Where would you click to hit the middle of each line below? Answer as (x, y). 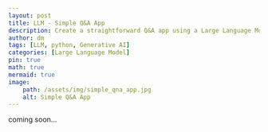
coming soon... (33, 119)
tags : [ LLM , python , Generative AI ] (69, 45)
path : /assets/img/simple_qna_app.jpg (87, 89)
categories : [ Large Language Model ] (69, 52)
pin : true (25, 60)
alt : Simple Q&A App (57, 97)
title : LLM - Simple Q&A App (57, 23)
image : (19, 82)
